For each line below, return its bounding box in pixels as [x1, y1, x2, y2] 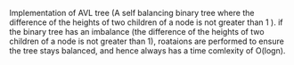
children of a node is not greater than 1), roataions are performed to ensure [9, 36, 285, 46]
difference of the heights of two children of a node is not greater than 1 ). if [9, 17, 283, 28]
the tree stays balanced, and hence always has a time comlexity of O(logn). [9, 45, 286, 56]
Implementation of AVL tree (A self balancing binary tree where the [9, 8, 255, 18]
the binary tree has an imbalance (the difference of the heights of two [9, 27, 265, 37]
